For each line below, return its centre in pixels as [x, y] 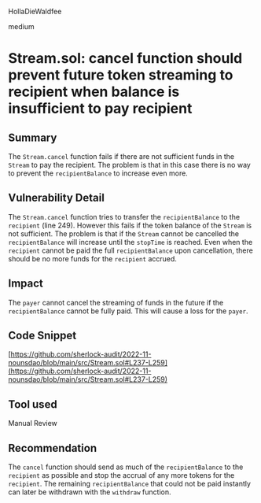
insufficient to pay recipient [100, 109]
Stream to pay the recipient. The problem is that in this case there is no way [130, 165]
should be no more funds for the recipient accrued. [92, 258]
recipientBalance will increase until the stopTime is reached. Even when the [130, 242]
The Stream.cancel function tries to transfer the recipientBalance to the [124, 216]
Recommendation [52, 448]
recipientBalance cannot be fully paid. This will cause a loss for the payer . [129, 311]
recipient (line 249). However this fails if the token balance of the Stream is [130, 225]
